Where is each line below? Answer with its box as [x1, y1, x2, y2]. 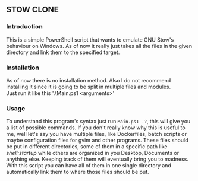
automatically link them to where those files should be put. [6, 169, 150, 176]
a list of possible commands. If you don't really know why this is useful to [6, 124, 186, 131]
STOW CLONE [6, 5, 59, 15]
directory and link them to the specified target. [6, 49, 120, 56]
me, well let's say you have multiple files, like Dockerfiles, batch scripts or [6, 131, 187, 138]
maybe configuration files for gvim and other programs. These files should [6, 136, 188, 144]
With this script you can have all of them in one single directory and [6, 162, 171, 169]
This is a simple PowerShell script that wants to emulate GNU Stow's [6, 36, 174, 43]
